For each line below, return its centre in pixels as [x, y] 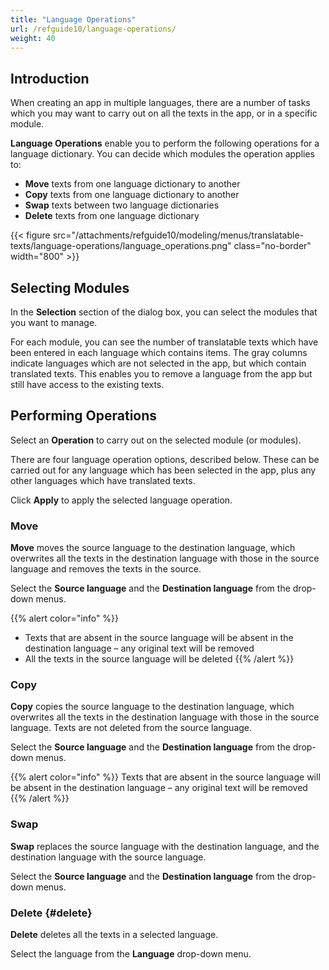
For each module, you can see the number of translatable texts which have [164, 342]
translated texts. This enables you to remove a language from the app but [161, 374]
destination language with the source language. [108, 857]
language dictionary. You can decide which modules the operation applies [163, 154]
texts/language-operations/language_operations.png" [121, 246]
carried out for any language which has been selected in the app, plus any [163, 470]
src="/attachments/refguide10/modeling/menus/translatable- [178, 235]
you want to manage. [54, 322]
